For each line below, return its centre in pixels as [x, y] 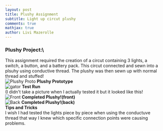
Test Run [31, 87]
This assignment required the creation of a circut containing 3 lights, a [76, 61]
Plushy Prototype [55, 81]
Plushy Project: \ [25, 50]
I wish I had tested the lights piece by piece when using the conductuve [78, 113]
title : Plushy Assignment [32, 14]
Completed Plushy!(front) [49, 97]
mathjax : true [20, 28]
